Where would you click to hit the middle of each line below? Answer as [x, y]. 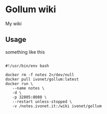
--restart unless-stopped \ [42, 101]
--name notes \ [28, 88]
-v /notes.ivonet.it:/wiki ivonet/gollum [57, 106]
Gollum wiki [31, 9]
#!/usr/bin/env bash [27, 66]
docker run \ [19, 84]
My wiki [14, 24]
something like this [25, 52]
